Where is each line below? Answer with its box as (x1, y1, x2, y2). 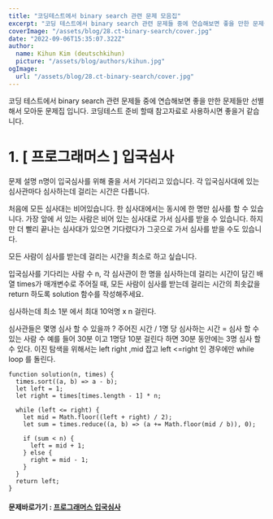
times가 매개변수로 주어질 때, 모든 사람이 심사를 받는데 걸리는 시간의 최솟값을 (16, 278, 261, 289)
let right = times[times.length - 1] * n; (15, 391, 162, 399)
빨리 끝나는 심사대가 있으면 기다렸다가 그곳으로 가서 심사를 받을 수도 (25, 224, 240, 233)
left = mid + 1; (29, 441, 85, 450)
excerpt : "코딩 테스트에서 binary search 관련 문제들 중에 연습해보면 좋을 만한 (8, 20, 249, 28)
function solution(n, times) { (8, 370, 115, 378)
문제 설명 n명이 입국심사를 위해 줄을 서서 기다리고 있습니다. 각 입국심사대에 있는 (8, 176, 260, 185)
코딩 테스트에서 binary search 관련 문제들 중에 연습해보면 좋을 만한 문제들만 (8, 95, 249, 106)
